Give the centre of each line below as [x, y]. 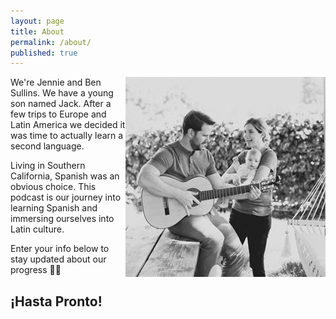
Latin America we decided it [68, 125]
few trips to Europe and [58, 114]
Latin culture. [37, 229]
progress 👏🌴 [36, 270]
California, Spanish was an [65, 176]
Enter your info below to [60, 249]
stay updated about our [58, 259]
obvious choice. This [53, 187]
